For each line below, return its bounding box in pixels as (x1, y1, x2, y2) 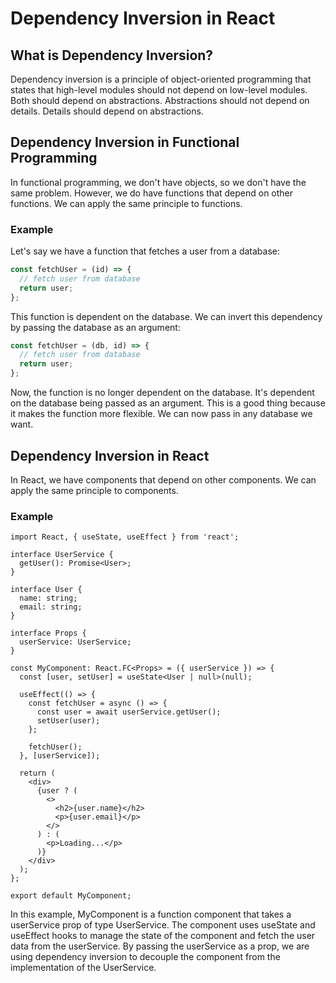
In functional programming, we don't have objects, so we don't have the (10, 176, 307, 188)
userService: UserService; (19, 637, 132, 647)
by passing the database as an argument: (10, 321, 181, 333)
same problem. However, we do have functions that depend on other (10, 187, 294, 199)
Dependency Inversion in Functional (10, 134, 240, 151)
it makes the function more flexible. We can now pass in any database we (10, 408, 313, 420)
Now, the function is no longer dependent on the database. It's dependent (10, 387, 315, 399)
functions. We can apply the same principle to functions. (10, 197, 243, 209)
